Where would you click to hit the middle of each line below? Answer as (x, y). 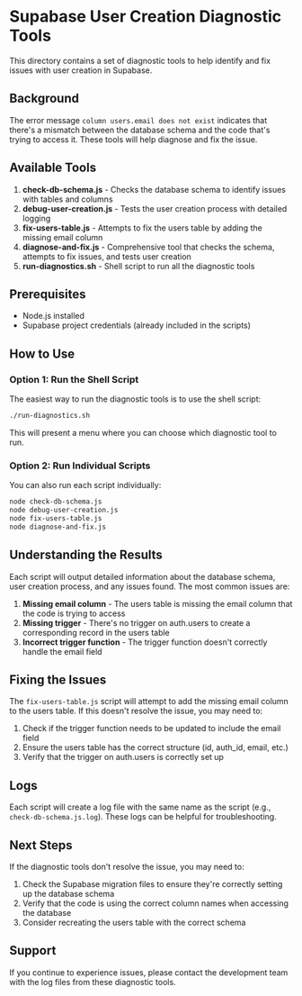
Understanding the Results (86, 555)
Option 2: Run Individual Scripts (80, 466)
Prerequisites (48, 294)
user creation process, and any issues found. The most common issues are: (150, 586)
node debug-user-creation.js (64, 511)
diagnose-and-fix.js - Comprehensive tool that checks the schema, (148, 247)
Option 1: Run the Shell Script (74, 379)
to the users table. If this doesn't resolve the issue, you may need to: (136, 711)
